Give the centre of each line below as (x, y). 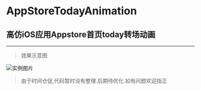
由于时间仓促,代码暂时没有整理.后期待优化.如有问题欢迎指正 (94, 81)
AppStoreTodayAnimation (72, 11)
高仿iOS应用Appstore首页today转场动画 (81, 34)
